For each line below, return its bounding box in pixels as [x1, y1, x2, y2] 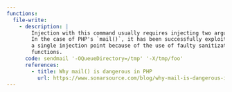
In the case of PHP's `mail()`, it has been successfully [31, 36, 202, 43]
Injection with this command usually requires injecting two [31, 29, 212, 37]
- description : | [19, 23, 69, 30]
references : [24, 62, 60, 68]
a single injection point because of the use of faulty [31, 42, 196, 49]
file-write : [12, 17, 48, 24]
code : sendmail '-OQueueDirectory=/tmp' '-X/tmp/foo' [24, 55, 184, 62]
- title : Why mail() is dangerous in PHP [31, 68, 153, 75]
